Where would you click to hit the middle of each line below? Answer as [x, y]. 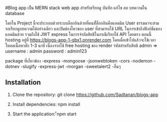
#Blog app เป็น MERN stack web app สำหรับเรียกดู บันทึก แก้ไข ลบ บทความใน [76, 8]
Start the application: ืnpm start [44, 114]
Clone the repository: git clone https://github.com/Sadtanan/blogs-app [85, 94]
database [15, 13]
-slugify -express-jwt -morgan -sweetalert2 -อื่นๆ [71, 66]
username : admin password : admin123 [46, 51]
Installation [23, 82]
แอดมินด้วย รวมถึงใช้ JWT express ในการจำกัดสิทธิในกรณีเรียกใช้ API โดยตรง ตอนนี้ [78, 34]
